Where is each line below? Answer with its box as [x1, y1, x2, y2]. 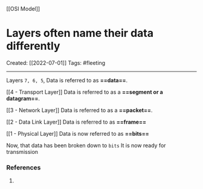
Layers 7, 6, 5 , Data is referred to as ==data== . [6, 76, 128, 84]
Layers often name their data [6, 27, 154, 40]
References [6, 163, 41, 171]
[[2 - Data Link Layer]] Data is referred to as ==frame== [6, 118, 147, 125]
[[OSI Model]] [6, 5, 40, 12]
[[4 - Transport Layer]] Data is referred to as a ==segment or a [6, 88, 163, 96]
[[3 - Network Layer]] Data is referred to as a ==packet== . [6, 106, 153, 114]
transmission [6, 148, 38, 155]
